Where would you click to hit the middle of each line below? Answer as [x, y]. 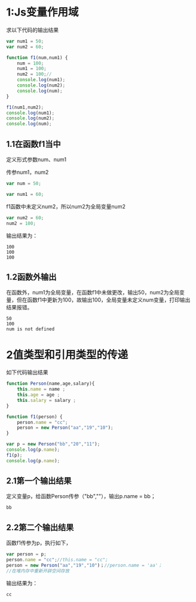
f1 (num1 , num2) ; [25, 107]
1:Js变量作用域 [42, 12]
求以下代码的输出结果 [32, 30]
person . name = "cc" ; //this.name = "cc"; [57, 560]
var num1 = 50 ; [25, 41]
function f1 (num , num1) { [37, 57]
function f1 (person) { [34, 417]
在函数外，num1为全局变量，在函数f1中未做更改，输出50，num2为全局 [93, 293]
